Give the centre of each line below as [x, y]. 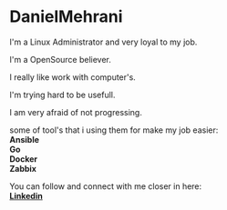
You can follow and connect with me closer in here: [106, 186]
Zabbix [23, 168]
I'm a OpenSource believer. [61, 59]
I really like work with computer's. [73, 77]
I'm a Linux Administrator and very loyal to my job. [103, 42]
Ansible [24, 139]
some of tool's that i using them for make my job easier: [114, 130]
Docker [24, 159]
